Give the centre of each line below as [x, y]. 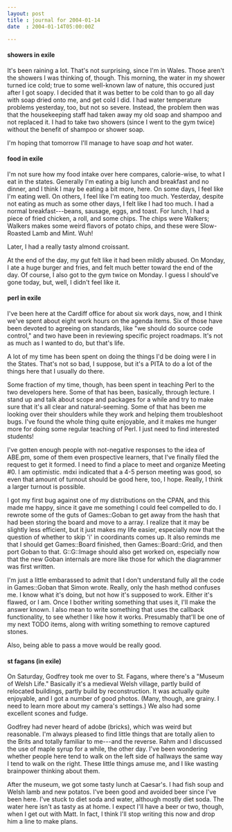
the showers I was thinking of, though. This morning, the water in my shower [116, 78]
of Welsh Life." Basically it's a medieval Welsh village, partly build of [104, 684]
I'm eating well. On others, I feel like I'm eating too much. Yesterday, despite [115, 196]
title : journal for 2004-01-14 [54, 20]
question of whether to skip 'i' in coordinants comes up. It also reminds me [114, 537]
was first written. [31, 566]
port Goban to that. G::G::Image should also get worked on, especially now [114, 551]
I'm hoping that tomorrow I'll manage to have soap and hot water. [100, 142]
